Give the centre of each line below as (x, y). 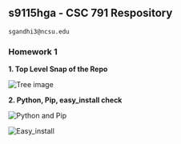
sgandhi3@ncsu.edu (39, 31)
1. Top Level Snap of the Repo (58, 69)
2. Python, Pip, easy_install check (65, 100)
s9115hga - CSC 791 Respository (90, 13)
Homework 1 (33, 51)
